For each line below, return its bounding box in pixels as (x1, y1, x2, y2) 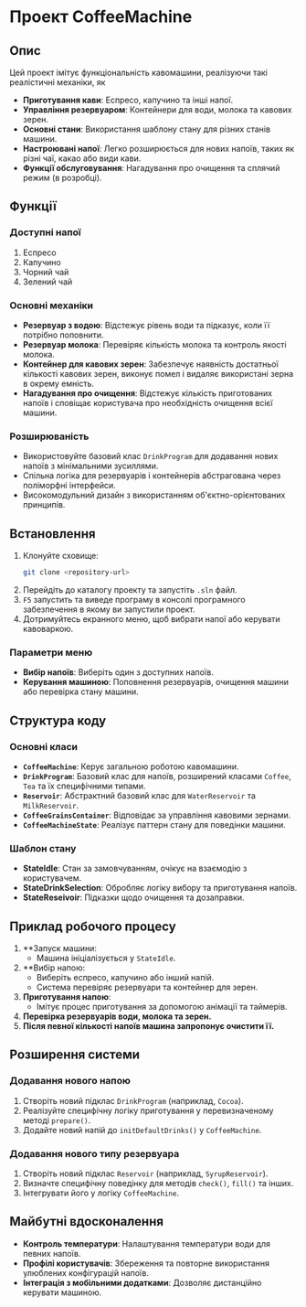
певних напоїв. (22, 1248, 81, 1259)
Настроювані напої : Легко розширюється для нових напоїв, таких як (22, 144, 295, 154)
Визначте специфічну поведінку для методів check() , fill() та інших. (22, 1178, 294, 1189)
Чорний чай (22, 266, 69, 277)
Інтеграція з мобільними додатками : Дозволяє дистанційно (22, 1277, 262, 1288)
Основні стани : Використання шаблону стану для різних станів (22, 123, 271, 134)
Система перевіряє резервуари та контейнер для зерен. (36, 981, 259, 993)
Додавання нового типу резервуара (9, 1147, 180, 1160)
